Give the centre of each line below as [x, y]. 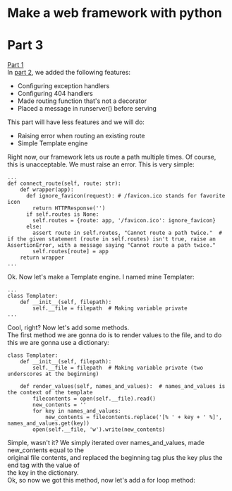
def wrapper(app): [47, 190]
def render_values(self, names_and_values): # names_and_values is [123, 387]
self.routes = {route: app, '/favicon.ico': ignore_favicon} [124, 221]
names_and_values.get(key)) [49, 424]
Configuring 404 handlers [55, 94]
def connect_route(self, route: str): [64, 184]
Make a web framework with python [115, 13]
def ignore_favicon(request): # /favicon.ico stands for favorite [126, 196]
